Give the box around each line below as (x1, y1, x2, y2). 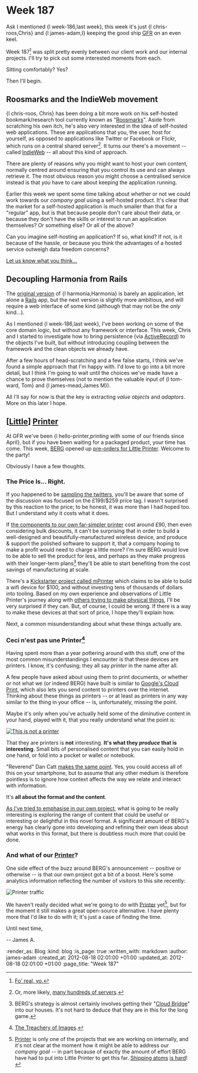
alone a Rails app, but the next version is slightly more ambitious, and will (6, 296, 184, 303)
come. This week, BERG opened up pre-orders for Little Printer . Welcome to (6, 445, 190, 452)
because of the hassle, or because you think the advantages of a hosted (6, 240, 182, 247)
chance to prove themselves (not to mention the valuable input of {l (6, 376, 170, 383)
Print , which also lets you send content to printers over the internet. (6, 686, 170, 693)
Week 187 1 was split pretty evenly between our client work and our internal (6, 47, 187, 55)
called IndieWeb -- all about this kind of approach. (6, 149, 128, 156)
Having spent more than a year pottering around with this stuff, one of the (6, 650, 185, 657)
